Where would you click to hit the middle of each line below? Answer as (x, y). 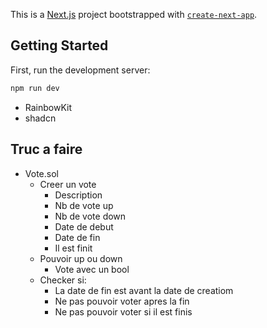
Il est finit (73, 248)
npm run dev (35, 88)
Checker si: (63, 280)
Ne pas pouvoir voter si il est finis (123, 311)
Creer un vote (68, 184)
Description (78, 195)
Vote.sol (41, 173)
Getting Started (59, 45)
